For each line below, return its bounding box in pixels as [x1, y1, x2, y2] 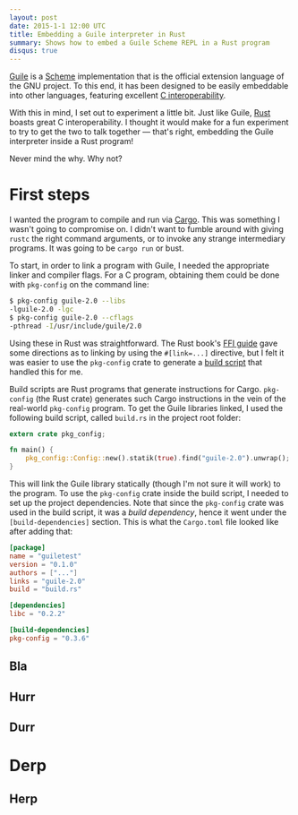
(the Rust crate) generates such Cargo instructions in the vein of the [35, 393, 286, 404]
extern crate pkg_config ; [9, 429, 106, 439]
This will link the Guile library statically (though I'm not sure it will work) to [9, 478, 281, 489]
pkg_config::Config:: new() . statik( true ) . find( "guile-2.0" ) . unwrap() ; [25, 454, 291, 463]
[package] [9, 544, 47, 553]
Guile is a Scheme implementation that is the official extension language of [9, 71, 285, 81]
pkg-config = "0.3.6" [9, 633, 90, 643]
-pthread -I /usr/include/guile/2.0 [9, 322, 142, 330]
